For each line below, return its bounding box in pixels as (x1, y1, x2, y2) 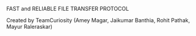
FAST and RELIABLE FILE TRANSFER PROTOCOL (6, 5, 129, 12)
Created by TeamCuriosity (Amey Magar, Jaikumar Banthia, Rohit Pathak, (6, 17, 191, 23)
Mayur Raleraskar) (6, 23, 53, 30)
